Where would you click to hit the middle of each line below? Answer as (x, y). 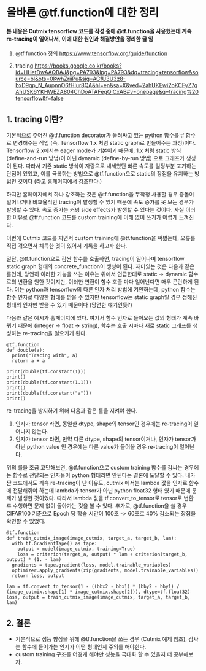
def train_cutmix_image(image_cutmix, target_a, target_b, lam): (91, 538)
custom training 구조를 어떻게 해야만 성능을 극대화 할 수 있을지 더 (94, 654)
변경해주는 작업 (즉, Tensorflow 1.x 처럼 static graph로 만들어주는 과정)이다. (104, 143)
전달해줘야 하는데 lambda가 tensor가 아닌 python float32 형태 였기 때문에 (102, 491)
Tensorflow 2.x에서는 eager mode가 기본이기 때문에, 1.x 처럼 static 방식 (94, 150)
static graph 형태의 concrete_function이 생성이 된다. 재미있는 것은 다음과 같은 (101, 266)
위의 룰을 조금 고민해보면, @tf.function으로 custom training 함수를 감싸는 (94, 468)
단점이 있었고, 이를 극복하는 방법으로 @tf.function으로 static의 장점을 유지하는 (100, 174)
